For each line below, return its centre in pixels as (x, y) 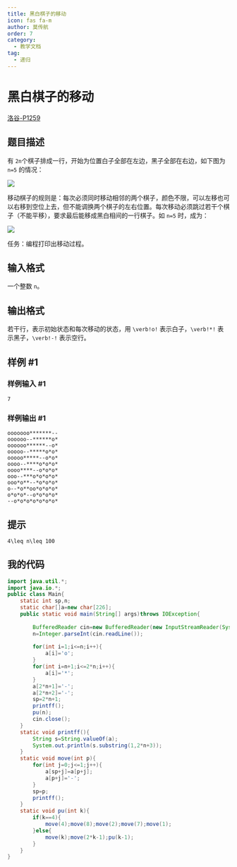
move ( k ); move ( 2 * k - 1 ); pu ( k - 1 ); (89, 837)
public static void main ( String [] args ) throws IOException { (110, 614)
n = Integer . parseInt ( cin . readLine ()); (88, 634)
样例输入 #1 (26, 384)
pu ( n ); (42, 713)
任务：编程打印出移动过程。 (48, 244)
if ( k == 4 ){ (47, 818)
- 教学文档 (28, 47)
